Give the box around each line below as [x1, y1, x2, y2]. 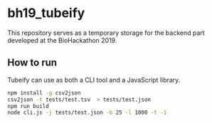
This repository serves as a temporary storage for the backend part [7, 28, 205, 37]
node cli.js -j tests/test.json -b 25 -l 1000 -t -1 [7, 109, 167, 117]
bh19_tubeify [7, 5, 85, 21]
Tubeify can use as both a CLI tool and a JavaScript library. [7, 75, 181, 84]
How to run [7, 57, 58, 69]
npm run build [7, 102, 50, 109]
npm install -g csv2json [7, 89, 81, 97]
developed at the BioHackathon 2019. [7, 36, 117, 44]
